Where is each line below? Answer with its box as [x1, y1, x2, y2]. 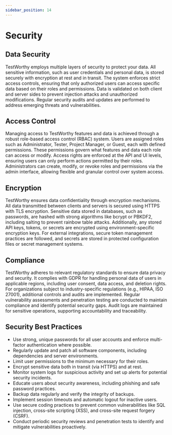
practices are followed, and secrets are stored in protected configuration [5, 235, 159, 242]
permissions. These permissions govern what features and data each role [5, 147, 161, 153]
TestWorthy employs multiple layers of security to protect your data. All [5, 64, 156, 70]
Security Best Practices [5, 322, 83, 332]
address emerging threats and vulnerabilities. [5, 102, 101, 108]
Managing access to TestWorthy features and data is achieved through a [5, 131, 159, 137]
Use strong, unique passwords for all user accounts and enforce [12, 336, 149, 342]
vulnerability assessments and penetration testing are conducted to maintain [5, 297, 167, 303]
